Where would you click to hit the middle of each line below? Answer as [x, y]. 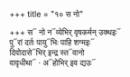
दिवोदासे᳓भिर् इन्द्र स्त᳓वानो [47, 53]
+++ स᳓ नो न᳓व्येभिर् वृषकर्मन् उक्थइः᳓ [65, 32]
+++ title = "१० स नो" [46, 14]
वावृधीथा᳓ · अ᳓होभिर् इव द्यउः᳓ [53, 63]
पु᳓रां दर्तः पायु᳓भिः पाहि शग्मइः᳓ [52, 42]
